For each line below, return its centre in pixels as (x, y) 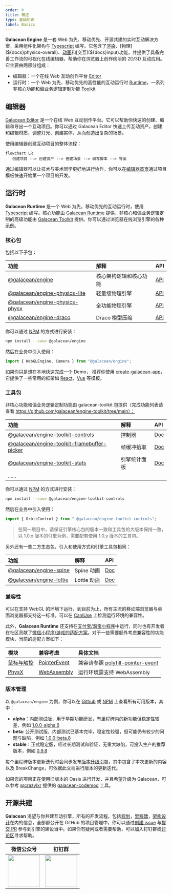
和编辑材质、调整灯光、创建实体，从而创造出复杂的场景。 (66, 133)
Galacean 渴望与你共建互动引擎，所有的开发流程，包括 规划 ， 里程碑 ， (79, 816)
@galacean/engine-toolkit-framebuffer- (57, 444)
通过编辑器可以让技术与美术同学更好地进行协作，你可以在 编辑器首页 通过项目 (86, 169)
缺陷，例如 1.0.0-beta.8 (46, 738)
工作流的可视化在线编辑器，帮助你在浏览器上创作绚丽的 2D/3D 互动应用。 (87, 59)
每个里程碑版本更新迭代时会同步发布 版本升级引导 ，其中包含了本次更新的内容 (86, 761)
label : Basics (20, 24)
